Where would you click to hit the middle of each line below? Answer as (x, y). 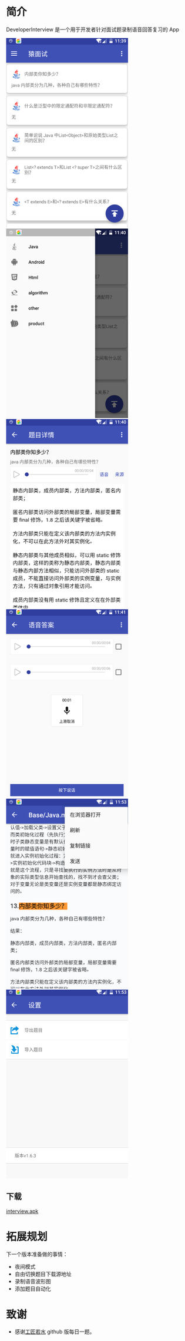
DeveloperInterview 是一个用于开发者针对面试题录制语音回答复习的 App (93, 29)
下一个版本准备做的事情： (37, 1254)
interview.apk (22, 1211)
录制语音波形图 (33, 1281)
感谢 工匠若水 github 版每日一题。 (55, 1332)
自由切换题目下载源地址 (43, 1274)
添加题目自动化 (33, 1288)
